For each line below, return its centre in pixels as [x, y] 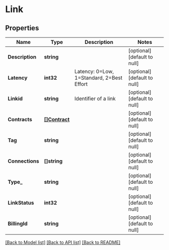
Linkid [15, 98]
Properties [22, 28]
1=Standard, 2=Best [99, 78]
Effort [81, 84]
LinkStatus [21, 203]
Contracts [20, 119]
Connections [23, 161]
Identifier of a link [95, 98]
